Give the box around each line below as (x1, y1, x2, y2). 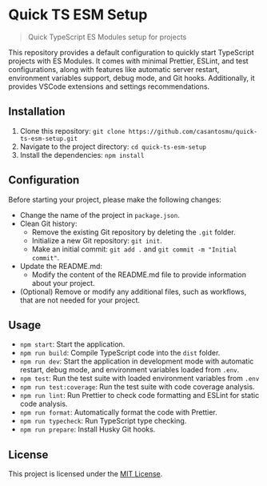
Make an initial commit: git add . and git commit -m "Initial (31, 244, 237, 254)
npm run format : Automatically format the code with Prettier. (19, 408, 217, 417)
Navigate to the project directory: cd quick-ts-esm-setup (19, 142, 206, 151)
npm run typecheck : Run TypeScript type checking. (19, 416, 187, 426)
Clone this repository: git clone (19, 126, 126, 135)
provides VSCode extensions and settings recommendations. (8, 82, 210, 91)
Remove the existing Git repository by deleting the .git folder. (31, 227, 236, 237)
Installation (8, 105, 66, 118)
